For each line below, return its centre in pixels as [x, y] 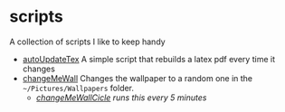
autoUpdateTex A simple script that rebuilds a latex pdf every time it [149, 59]
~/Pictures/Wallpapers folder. [78, 88]
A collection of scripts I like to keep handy [87, 42]
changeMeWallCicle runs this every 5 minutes [121, 98]
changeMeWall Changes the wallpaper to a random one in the [138, 78]
